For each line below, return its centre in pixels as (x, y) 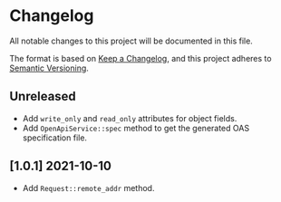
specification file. (55, 138)
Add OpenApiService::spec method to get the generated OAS (136, 128)
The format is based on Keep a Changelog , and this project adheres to (140, 58)
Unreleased (43, 96)
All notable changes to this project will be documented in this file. (131, 41)
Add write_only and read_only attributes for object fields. (130, 118)
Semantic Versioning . (49, 68)
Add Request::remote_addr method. (88, 188)
